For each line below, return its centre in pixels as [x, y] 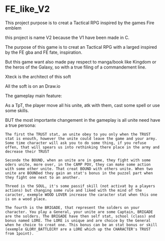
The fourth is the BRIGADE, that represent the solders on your [72, 207]
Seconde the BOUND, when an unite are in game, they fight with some [78, 160]
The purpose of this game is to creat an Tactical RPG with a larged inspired [81, 47]
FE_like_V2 [28, 9]
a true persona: [20, 125]
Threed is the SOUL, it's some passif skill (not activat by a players [80, 186]
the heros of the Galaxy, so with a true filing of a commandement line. [76, 67]
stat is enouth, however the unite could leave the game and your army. [81, 138]
